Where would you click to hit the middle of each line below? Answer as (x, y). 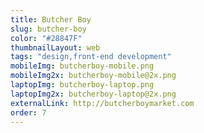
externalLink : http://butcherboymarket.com (102, 103)
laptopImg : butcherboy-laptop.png (82, 85)
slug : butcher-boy (48, 29)
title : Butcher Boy (51, 19)
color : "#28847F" (46, 38)
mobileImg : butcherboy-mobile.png (82, 66)
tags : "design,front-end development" (91, 57)
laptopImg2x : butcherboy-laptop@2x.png (93, 94)
